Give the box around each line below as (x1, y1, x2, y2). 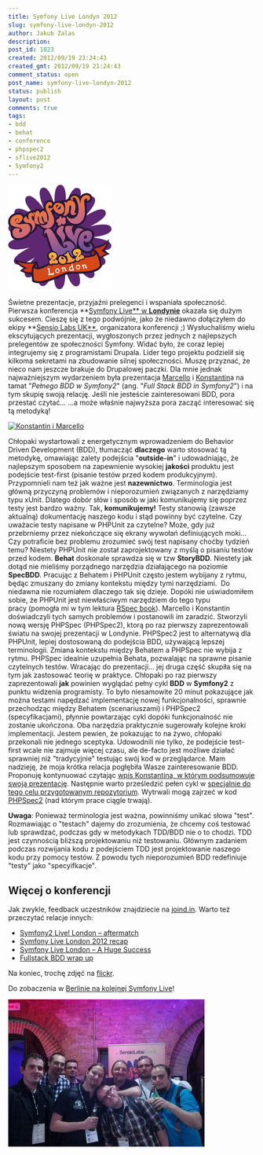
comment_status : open (8, 71, 79, 79)
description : (8, 38, 51, 46)
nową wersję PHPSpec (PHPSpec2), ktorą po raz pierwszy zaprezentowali (8, 621, 249, 630)
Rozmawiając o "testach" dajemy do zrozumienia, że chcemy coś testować (8, 819, 251, 829)
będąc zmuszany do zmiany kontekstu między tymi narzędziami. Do (8, 578, 230, 588)
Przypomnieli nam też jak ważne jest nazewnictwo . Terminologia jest (8, 478, 232, 488)
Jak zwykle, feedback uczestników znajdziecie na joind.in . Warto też (8, 904, 230, 915)
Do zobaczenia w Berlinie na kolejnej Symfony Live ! (8, 984, 175, 993)
